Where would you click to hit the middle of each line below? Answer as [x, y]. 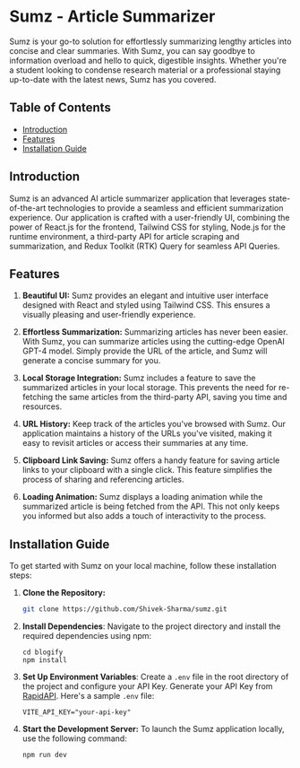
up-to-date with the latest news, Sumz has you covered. [113, 79]
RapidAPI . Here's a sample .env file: [88, 696]
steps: [21, 575]
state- [279, 198]
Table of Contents [60, 108]
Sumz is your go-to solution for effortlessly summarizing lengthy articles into [150, 41]
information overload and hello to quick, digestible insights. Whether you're [148, 60]
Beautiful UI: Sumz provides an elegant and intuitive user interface [145, 296]
